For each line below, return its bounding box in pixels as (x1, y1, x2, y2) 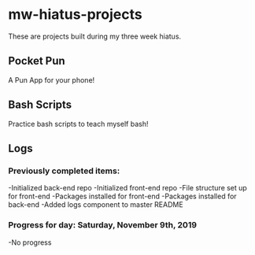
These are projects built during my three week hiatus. (8, 31, 182, 41)
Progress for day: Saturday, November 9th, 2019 (8, 220, 198, 231)
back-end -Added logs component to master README (8, 200, 183, 209)
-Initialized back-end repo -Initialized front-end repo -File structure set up (8, 183, 248, 193)
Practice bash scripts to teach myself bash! (8, 119, 149, 128)
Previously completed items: (8, 165, 120, 176)
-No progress (8, 238, 52, 247)
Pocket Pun (8, 54, 65, 68)
